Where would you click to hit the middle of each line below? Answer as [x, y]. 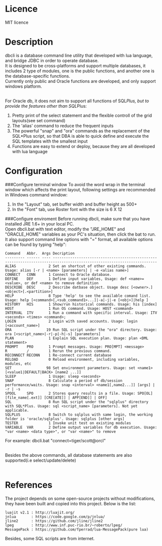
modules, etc [18, 364]
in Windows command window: [36, 194]
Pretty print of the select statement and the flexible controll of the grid [82, 115]
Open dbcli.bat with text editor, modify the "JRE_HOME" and [65, 229]
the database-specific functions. [38, 76]
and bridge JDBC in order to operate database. [52, 60]
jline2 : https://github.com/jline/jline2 [54, 521]
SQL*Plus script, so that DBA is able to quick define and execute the [80, 136]
